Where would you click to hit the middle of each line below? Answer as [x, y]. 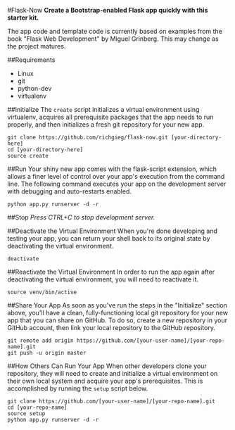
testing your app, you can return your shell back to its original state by [109, 238]
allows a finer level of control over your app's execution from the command [116, 176]
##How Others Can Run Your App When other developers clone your [107, 366]
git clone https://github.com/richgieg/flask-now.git [88, 137]
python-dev [34, 88]
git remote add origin [40, 341]
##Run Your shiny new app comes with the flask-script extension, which [112, 169]
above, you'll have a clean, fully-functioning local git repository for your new [118, 313]
